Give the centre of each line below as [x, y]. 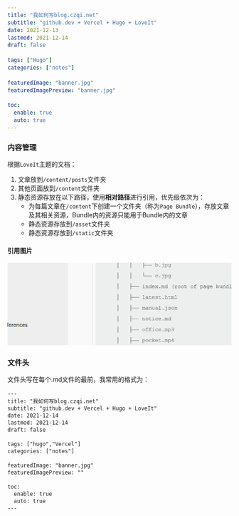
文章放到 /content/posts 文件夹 [62, 180]
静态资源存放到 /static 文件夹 [71, 233]
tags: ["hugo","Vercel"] [44, 444]
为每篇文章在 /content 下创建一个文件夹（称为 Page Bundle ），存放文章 [129, 206]
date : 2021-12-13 [33, 30]
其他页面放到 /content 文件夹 [59, 188]
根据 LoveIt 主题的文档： [42, 165]
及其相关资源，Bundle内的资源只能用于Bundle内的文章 [108, 215]
